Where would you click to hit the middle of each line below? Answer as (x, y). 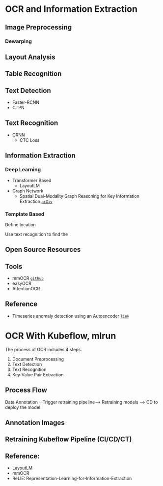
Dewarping (18, 41)
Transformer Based (32, 180)
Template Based (25, 214)
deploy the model (23, 407)
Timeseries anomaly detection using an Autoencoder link (71, 316)
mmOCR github (28, 278)
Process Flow (26, 390)
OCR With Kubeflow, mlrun (61, 336)
